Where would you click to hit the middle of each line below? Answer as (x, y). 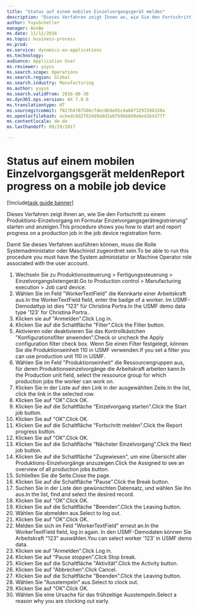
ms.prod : (17, 45)
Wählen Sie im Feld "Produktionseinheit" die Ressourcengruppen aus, (100, 362)
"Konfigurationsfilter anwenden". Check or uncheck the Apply (89, 337)
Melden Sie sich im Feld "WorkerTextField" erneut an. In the (87, 526)
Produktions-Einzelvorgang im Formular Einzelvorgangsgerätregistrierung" (97, 220)
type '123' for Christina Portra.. (53, 312)
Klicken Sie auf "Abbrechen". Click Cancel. (66, 569)
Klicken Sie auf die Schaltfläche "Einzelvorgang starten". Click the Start (101, 406)
